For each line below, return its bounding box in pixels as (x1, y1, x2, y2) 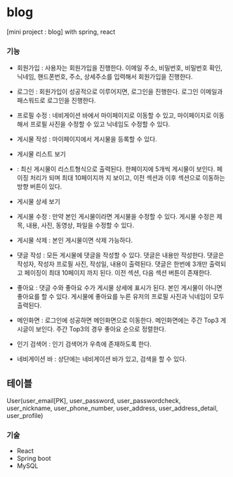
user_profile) (6, 412, 44, 420)
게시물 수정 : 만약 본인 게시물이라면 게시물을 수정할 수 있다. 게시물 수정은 (16, 212, 215, 221)
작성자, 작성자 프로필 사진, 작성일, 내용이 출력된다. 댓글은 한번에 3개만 (16, 260, 208, 268)
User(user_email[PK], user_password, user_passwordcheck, (6, 397, 181, 405)
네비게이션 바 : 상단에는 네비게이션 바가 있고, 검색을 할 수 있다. (16, 355, 187, 363)
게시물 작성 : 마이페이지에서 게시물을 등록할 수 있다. (16, 135, 157, 144)
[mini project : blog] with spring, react (6, 27, 116, 36)
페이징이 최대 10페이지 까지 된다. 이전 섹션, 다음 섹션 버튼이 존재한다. (24, 269, 212, 277)
